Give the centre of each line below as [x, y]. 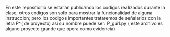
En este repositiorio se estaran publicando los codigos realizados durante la [85, 7]
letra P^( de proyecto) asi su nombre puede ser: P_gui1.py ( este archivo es [84, 23]
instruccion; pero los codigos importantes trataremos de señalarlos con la [83, 18]
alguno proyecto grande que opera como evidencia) [60, 29]
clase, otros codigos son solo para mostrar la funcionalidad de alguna [79, 13]
